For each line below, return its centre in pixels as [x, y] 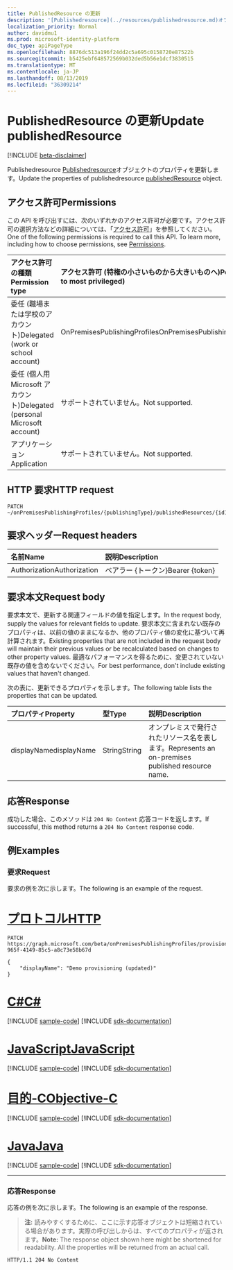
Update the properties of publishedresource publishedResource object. [120, 178]
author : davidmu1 [32, 33]
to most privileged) [93, 281]
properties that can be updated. [53, 696]
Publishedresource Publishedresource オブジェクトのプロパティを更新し [110, 170]
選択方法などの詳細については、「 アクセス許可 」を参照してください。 [118, 229]
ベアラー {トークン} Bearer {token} [160, 570]
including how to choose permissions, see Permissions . [87, 244]
